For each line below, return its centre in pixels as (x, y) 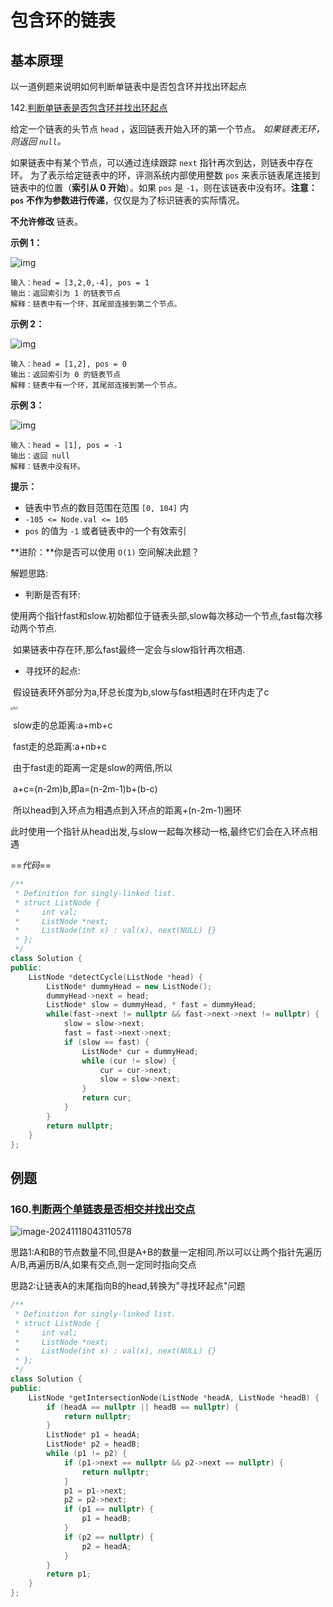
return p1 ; (69, 1574)
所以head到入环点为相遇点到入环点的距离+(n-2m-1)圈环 (127, 810)
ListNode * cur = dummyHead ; (140, 1051)
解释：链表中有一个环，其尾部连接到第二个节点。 (96, 304)
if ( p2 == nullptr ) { (109, 1537)
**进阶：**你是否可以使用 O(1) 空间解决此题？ (105, 552)
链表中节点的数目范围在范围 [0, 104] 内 (106, 507)
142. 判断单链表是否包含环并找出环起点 (89, 107)
